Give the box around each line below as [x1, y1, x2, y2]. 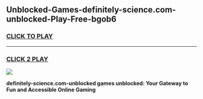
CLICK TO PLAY [6, 32, 53, 41]
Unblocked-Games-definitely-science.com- [6, 5, 176, 15]
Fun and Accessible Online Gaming [6, 86, 96, 93]
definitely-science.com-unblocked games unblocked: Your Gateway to [6, 79, 188, 86]
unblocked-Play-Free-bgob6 [6, 14, 117, 25]
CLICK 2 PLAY [6, 55, 48, 63]
